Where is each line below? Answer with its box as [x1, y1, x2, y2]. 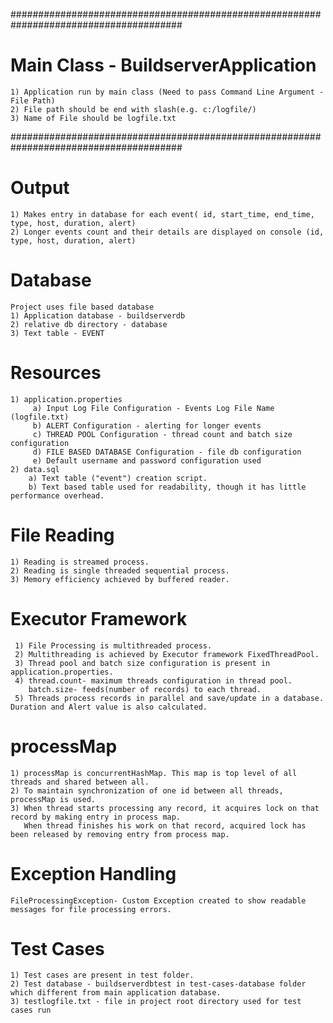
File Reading [10, 524, 115, 546]
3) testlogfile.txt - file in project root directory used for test [10, 997, 302, 1007]
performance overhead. [10, 490, 105, 501]
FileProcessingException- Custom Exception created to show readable [10, 895, 307, 906]
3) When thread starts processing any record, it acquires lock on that [10, 803, 320, 813]
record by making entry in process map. [10, 812, 182, 822]
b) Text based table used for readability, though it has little [28, 482, 307, 492]
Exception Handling [10, 862, 177, 885]
